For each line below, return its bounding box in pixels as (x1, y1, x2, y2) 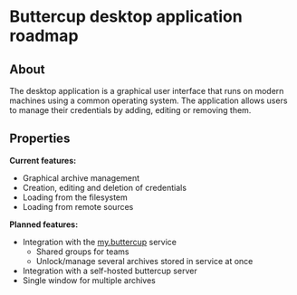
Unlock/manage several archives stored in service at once (35, 255, 254, 266)
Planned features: (9, 219, 79, 230)
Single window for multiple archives (22, 274, 157, 286)
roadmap (9, 25, 79, 46)
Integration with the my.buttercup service (22, 236, 177, 247)
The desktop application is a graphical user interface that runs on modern (9, 86, 284, 96)
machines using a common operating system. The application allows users (9, 95, 288, 106)
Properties (9, 131, 71, 147)
